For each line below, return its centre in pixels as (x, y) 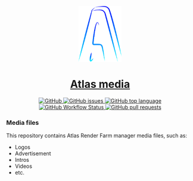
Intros (22, 160)
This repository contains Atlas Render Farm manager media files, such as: (97, 136)
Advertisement (33, 154)
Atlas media (100, 85)
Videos (24, 166)
